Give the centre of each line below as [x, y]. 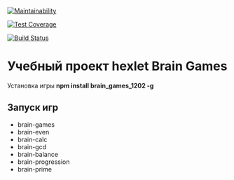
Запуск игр [33, 108]
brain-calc [32, 139]
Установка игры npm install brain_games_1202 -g [81, 85]
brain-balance [37, 154]
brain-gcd [32, 146]
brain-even [33, 132]
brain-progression [43, 162]
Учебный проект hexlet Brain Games [117, 66]
